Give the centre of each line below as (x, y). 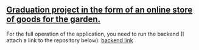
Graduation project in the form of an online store (100, 10)
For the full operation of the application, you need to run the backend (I (95, 34)
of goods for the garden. (54, 20)
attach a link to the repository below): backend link (70, 40)
